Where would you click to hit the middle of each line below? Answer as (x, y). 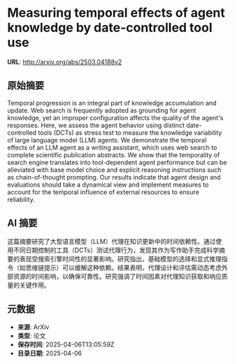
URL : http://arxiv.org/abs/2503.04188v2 (65, 61)
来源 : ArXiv (33, 327)
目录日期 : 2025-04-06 (50, 354)
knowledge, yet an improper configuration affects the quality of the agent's (115, 117)
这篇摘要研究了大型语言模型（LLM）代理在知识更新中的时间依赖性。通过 (112, 241)
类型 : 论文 (31, 336)
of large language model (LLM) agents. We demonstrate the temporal (107, 140)
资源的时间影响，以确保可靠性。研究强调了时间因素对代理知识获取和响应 (117, 276)
